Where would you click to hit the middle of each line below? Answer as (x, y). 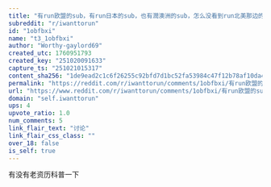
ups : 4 (19, 106)
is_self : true (32, 151)
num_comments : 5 (35, 121)
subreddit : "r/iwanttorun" (54, 23)
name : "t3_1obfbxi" (41, 38)
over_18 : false (34, 143)
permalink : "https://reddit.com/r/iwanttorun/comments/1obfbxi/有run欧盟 (133, 83)
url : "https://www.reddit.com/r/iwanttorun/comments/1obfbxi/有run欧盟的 (132, 91)
